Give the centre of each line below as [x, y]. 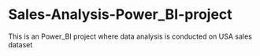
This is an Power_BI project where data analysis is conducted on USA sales [130, 36]
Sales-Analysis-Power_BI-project [120, 15]
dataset [20, 44]
